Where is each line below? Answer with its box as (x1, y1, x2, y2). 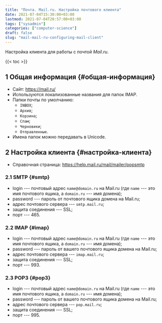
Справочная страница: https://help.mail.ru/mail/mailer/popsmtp (12, 161, 145, 167)
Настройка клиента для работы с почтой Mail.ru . (5, 48, 109, 55)
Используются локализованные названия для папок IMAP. (12, 91, 138, 97)
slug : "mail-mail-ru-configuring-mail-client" (5, 35, 104, 40)
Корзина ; (19, 113, 37, 119)
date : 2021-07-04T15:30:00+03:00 (5, 12, 75, 17)
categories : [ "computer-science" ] (5, 26, 77, 31)
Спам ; (19, 118, 31, 124)
